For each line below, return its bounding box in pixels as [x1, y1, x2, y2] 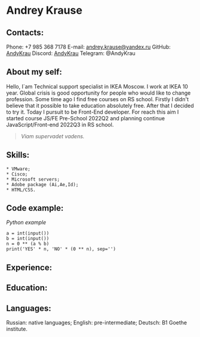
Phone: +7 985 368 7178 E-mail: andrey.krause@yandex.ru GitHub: [6, 43, 171, 50]
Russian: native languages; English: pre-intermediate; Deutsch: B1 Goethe [6, 319, 187, 326]
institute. [6, 326, 28, 333]
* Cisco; [6, 171, 28, 177]
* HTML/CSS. [6, 187, 36, 193]
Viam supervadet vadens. [20, 132, 85, 139]
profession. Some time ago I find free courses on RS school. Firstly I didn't [6, 95, 189, 102]
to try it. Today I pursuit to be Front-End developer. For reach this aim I [6, 108, 179, 116]
